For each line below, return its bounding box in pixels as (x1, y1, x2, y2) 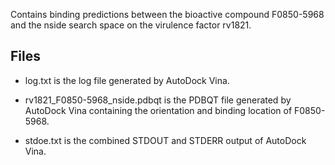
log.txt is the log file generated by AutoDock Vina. (24, 74, 230, 86)
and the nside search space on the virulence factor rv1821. (10, 19, 252, 31)
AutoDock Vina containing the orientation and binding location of (24, 104, 293, 116)
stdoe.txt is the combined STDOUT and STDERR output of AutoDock (24, 134, 307, 146)
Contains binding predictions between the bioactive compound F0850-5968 (10, 9, 325, 20)
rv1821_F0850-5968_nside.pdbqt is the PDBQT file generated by (24, 94, 292, 106)
